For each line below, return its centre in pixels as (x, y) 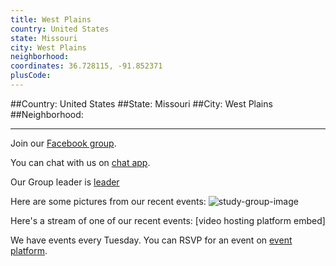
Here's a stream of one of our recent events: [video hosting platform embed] (168, 220)
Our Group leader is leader (65, 182)
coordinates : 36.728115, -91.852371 (86, 66)
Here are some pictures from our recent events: (108, 201)
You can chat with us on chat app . (80, 162)
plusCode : (31, 76)
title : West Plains (51, 19)
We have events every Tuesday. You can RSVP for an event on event (151, 240)
